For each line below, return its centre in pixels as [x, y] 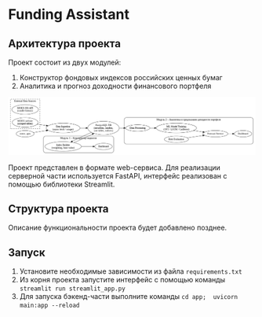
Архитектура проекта [65, 44]
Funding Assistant [69, 15]
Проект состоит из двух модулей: [65, 62]
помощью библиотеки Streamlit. [62, 184]
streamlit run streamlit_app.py [72, 289]
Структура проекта [58, 209]
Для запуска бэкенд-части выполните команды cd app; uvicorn [129, 297]
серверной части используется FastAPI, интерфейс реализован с [118, 175]
